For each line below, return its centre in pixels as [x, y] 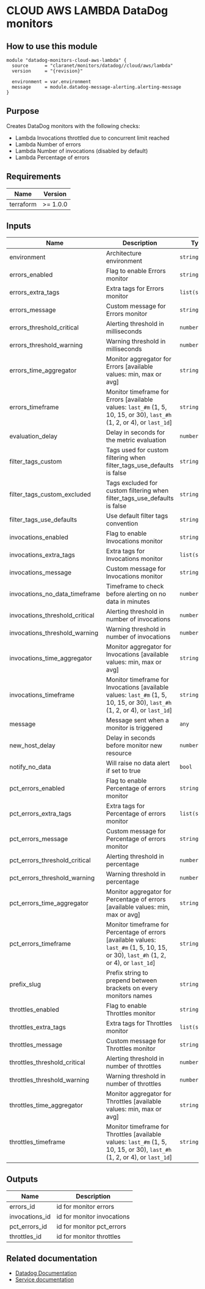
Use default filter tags [137, 516]
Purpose [23, 111]
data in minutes [128, 602]
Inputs [19, 226]
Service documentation [45, 1280]
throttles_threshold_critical [47, 1062]
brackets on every [132, 988]
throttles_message [36, 1045]
